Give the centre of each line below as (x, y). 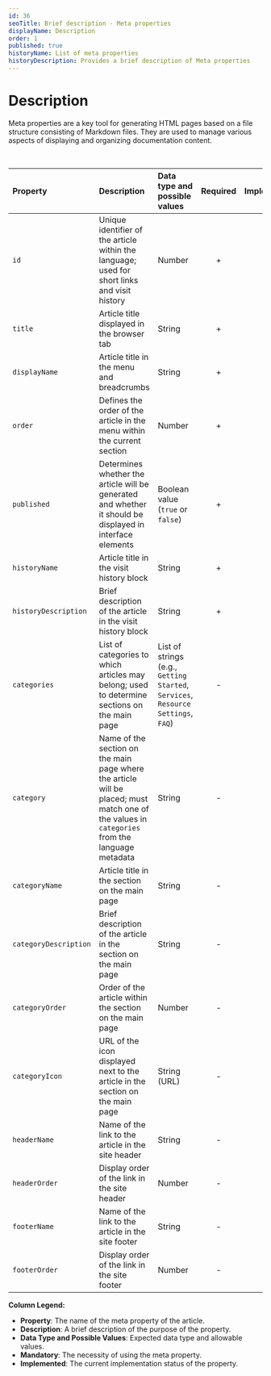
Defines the (121, 400)
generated (119, 494)
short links (119, 280)
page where (121, 768)
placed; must (123, 798)
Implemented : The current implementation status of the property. (129, 1363)
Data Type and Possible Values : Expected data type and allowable (131, 1337)
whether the (122, 474)
